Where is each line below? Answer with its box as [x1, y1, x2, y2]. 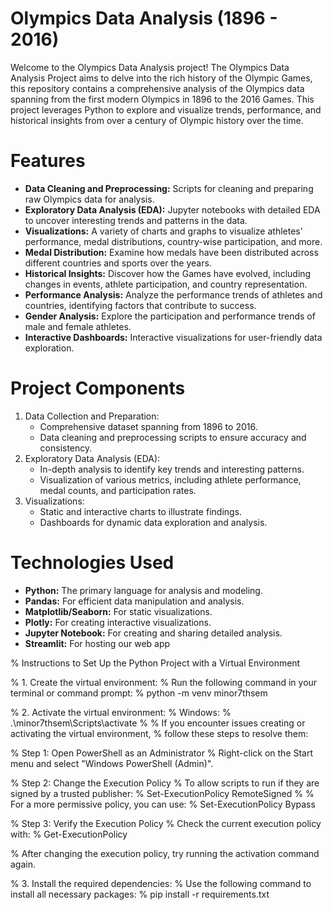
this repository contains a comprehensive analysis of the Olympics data [10, 82, 305, 94]
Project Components [10, 377, 186, 400]
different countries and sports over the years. [24, 257, 212, 269]
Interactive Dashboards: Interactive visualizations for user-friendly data [24, 331, 323, 343]
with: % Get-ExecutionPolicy [10, 828, 128, 840]
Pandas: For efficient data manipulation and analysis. [24, 595, 245, 607]
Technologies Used [10, 552, 175, 574]
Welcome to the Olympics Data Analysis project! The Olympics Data [10, 61, 290, 73]
